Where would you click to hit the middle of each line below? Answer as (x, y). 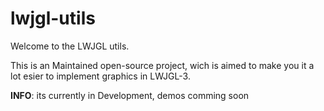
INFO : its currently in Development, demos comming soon (130, 95)
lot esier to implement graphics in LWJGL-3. (100, 76)
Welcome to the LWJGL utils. (70, 46)
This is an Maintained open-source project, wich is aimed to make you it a (162, 65)
